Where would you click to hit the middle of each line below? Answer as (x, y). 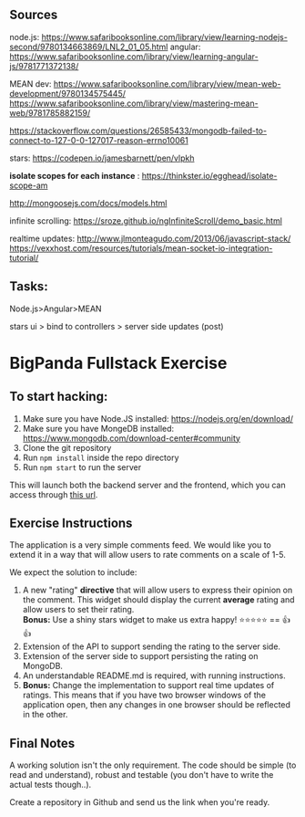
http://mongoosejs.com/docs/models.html (88, 203)
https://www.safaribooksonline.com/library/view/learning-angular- (134, 56)
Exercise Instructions (71, 524)
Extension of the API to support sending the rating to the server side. (151, 646)
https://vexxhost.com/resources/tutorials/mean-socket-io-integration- (141, 248)
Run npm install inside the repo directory (101, 457)
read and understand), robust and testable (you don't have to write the (142, 775)
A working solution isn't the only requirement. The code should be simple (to (153, 765)
